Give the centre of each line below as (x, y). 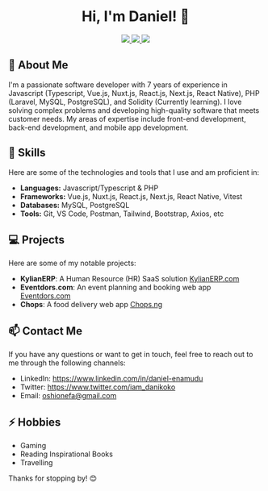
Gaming (33, 445)
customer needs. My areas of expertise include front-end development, (127, 119)
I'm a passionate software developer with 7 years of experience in (118, 85)
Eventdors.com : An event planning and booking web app (115, 287)
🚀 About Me (38, 65)
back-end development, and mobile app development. (98, 127)
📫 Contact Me (46, 331)
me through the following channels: (67, 363)
